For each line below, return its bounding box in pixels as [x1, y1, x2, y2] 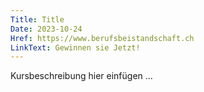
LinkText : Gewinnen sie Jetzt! [10, 42, 141, 53]
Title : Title [10, 14, 65, 25]
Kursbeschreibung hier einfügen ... [10, 70, 153, 82]
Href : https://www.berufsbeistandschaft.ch [10, 33, 195, 43]
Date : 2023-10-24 [10, 24, 83, 34]
